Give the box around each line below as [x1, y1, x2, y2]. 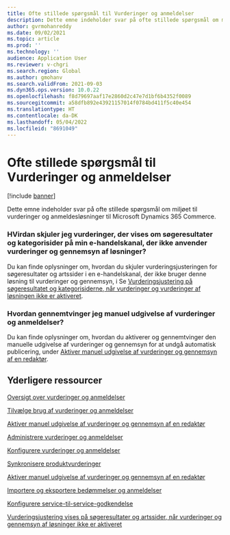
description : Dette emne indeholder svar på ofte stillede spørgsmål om [7, 16, 219, 23]
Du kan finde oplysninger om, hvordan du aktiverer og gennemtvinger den [7, 332, 216, 341]
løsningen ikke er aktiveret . [7, 291, 84, 299]
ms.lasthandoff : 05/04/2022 [7, 118, 88, 126]
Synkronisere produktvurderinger [7, 459, 101, 468]
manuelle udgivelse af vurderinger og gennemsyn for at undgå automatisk [7, 340, 216, 348]
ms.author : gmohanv [7, 73, 63, 81]
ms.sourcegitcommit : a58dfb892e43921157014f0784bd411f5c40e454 [7, 100, 192, 106]
